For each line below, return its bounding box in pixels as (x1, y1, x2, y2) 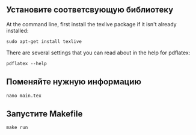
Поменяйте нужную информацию (6, 77, 141, 87)
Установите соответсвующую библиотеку (6, 5, 174, 15)
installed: (6, 27, 29, 34)
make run (6, 125, 28, 131)
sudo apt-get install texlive (6, 38, 82, 44)
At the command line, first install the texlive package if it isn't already (6, 20, 177, 27)
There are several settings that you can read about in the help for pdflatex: (6, 49, 191, 56)
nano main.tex (6, 93, 42, 99)
